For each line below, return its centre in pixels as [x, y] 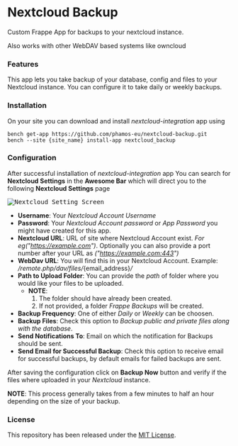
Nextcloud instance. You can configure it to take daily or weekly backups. [115, 87]
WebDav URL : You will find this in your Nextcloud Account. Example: [118, 260]
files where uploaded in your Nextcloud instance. [79, 379]
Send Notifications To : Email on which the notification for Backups [115, 336]
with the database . [45, 328]
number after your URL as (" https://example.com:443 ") [98, 253]
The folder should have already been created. [105, 298]
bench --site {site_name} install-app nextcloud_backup [91, 140]
